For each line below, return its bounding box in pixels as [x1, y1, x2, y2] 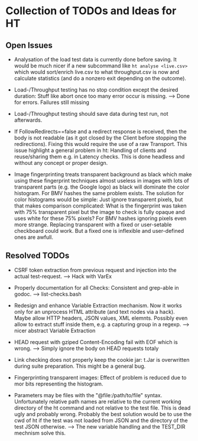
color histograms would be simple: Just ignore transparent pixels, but [14, 196, 183, 203]
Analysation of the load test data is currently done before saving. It [14, 56, 177, 63]
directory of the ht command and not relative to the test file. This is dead [14, 404, 191, 411]
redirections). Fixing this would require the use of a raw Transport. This [14, 141, 187, 147]
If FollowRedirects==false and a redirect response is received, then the [14, 128, 187, 135]
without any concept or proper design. [14, 160, 108, 166]
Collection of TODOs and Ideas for [5, 4, 177, 18]
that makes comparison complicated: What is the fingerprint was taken [14, 202, 187, 209]
